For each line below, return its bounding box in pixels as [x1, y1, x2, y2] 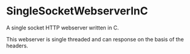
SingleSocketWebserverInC [6, 4, 149, 18]
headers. [6, 42, 28, 49]
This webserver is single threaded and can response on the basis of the [6, 35, 185, 43]
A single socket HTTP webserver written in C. [6, 24, 119, 31]
